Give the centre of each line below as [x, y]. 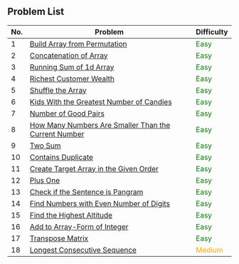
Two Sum [46, 146]
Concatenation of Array [69, 55]
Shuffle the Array [58, 90]
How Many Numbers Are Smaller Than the [100, 125]
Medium [209, 250]
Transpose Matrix [59, 238]
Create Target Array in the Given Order [94, 168]
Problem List [36, 12]
